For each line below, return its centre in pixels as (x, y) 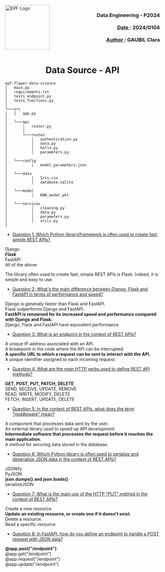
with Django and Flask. (29, 319)
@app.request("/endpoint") (33, 559)
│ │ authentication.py (41, 140)
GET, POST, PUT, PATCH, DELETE (40, 384)
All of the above (21, 265)
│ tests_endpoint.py (28, 96)
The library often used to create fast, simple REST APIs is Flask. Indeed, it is (82, 274)
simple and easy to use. (29, 280)
